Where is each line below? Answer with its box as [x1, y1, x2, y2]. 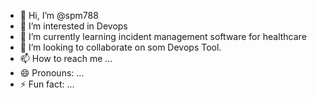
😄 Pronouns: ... [19, 67, 85, 79]
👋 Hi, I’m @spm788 [19, 10, 99, 21]
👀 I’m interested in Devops [19, 20, 128, 32]
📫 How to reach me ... [19, 53, 113, 64]
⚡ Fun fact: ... [19, 78, 75, 90]
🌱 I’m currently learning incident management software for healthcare [19, 31, 307, 42]
